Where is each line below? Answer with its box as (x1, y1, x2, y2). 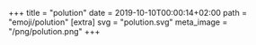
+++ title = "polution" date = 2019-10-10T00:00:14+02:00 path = (8, 8, 248, 18)
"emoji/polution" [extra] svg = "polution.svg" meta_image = (8, 17, 228, 27)
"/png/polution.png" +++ (8, 26, 101, 36)
